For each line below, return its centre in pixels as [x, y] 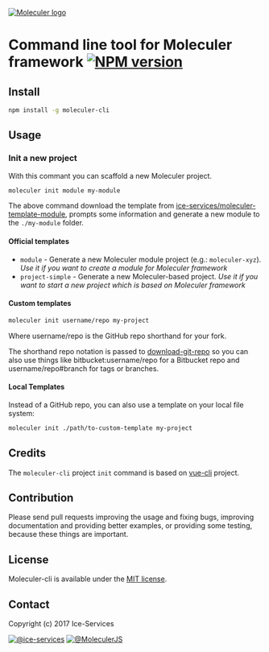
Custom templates [40, 303]
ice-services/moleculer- [216, 206]
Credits [27, 454]
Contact [29, 604]
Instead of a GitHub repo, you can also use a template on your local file [126, 404]
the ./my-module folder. [46, 223]
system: [21, 413]
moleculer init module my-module [64, 190]
